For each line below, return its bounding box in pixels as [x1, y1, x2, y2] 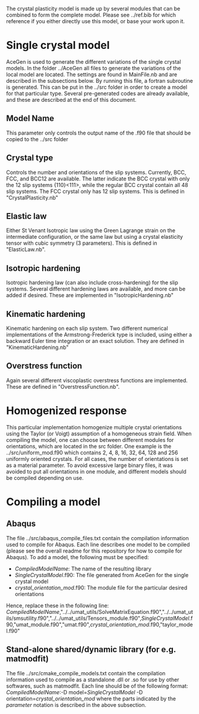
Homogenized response [6, 404, 127, 417]
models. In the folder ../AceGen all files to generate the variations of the [6, 64, 181, 71]
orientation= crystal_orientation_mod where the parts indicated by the [6, 695, 176, 702]
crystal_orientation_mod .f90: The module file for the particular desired [14, 584, 188, 591]
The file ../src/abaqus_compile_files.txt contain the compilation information [6, 534, 189, 541]
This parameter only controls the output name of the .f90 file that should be [6, 129, 191, 136]
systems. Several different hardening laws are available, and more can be [6, 285, 186, 292]
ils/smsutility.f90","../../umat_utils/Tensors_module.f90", [6, 615, 141, 622]
